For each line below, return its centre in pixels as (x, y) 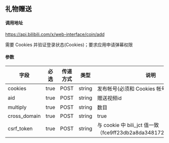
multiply (17, 107)
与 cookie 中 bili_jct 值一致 (128, 125)
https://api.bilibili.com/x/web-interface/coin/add (55, 34)
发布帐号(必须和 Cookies (126, 88)
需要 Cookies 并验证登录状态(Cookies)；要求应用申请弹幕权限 (69, 45)
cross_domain (24, 116)
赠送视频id (110, 98)
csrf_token (20, 128)
